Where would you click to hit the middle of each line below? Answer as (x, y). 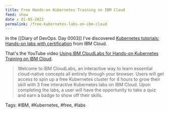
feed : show (17, 15)
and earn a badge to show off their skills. (60, 95)
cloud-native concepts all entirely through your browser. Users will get (91, 74)
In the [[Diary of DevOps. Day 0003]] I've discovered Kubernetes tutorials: (82, 38)
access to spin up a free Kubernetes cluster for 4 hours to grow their (89, 79)
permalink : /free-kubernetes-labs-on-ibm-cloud (56, 24)
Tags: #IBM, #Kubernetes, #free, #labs (45, 105)
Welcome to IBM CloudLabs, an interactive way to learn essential (85, 69)
